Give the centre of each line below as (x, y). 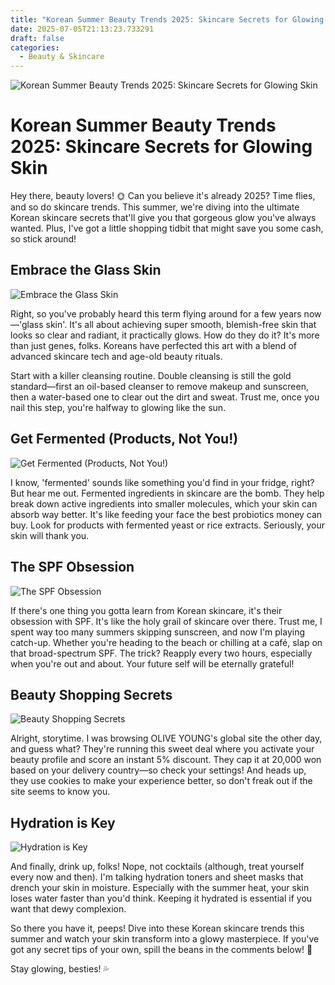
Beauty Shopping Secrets (91, 694)
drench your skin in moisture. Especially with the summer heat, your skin (160, 888)
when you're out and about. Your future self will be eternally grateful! (152, 663)
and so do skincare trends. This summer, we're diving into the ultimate (155, 207)
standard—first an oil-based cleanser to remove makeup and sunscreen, (159, 386)
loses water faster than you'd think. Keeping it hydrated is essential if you (161, 898)
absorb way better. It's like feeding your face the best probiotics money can (166, 514)
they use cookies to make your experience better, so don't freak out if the (161, 781)
